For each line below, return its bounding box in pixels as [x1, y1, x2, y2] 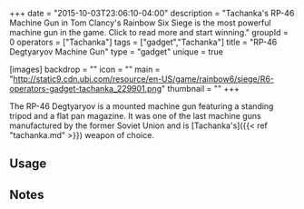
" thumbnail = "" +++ [162, 84, 240, 94]
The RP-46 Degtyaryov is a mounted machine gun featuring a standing [9, 101, 274, 112]
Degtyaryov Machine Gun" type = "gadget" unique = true [9, 46, 224, 57]
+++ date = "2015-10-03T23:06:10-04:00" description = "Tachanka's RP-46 [9, 8, 295, 18]
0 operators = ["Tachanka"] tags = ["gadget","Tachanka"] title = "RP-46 [9, 36, 278, 47]
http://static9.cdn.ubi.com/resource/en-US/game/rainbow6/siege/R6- [13, 74, 275, 85]
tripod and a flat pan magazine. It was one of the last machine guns [9, 111, 261, 121]
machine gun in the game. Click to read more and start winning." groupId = [9, 27, 289, 37]
